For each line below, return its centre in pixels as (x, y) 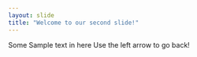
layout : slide (32, 15)
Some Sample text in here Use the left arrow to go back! (99, 45)
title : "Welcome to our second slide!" (74, 23)
